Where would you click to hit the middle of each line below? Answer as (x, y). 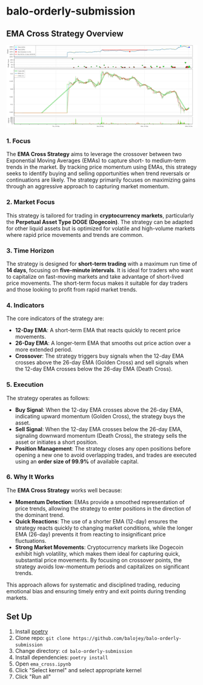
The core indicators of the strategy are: (55, 319)
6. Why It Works (30, 477)
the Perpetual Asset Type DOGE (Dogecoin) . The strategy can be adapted (99, 222)
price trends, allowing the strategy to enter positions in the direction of (103, 508)
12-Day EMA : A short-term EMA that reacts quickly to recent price (98, 330)
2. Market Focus (31, 202)
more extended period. (44, 350)
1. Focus (19, 141)
